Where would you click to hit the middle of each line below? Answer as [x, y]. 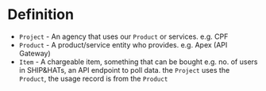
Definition [41, 15]
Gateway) [35, 53]
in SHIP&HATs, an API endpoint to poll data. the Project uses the [124, 70]
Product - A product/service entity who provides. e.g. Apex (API [123, 44]
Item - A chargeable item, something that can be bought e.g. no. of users [138, 62]
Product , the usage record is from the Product [93, 78]
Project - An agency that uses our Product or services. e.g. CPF [123, 36]
